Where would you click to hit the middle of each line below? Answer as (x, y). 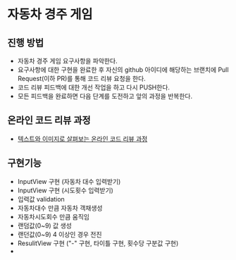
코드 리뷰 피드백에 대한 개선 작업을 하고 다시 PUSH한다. (94, 87)
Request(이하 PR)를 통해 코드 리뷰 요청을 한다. (81, 79)
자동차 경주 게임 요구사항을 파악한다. (67, 61)
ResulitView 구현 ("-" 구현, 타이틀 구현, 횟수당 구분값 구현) (98, 243)
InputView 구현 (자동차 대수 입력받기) (69, 181)
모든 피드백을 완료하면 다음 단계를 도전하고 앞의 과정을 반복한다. (105, 96)
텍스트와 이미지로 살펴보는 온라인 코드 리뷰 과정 (82, 139)
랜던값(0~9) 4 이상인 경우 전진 (60, 234)
